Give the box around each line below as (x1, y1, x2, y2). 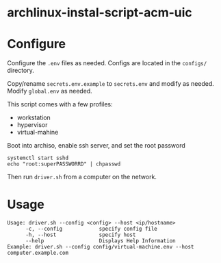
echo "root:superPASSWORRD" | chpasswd (7, 161, 121, 168)
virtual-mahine (16, 128, 59, 137)
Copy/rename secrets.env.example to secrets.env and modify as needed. (7, 80, 214, 88)
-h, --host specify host (25, 231, 136, 238)
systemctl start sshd (7, 155, 69, 162)
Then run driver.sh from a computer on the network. (7, 173, 157, 181)
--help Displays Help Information (25, 238, 176, 244)
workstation (16, 113, 51, 122)
